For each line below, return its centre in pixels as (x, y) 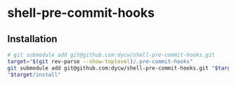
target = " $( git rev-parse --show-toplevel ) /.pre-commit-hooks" (100, 61)
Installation (32, 39)
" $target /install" (34, 74)
